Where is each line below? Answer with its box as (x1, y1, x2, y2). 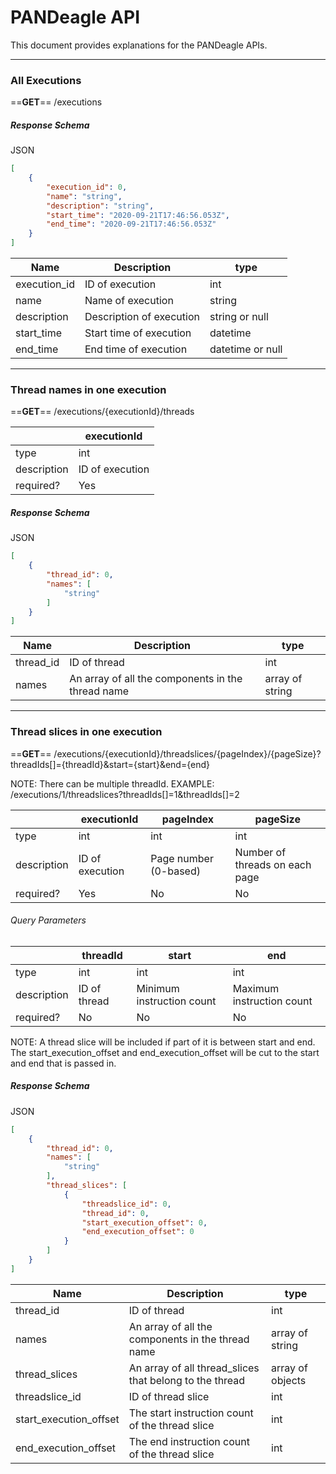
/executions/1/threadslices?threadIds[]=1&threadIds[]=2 (10, 788, 240, 800)
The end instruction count (128, 1434, 250, 1448)
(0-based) (150, 864, 201, 878)
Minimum (136, 981, 180, 995)
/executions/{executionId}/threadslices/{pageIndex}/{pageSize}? (53, 747, 322, 760)
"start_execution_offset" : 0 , (81, 1217, 208, 1228)
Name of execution (84, 294, 174, 308)
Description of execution (84, 310, 200, 324)
